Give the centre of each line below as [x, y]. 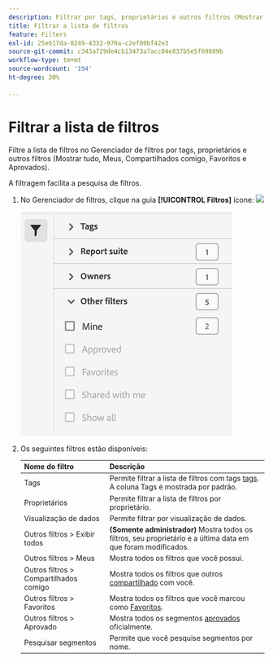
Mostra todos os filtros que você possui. [176, 559]
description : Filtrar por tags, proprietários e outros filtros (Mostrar [136, 17]
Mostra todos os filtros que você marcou [177, 598]
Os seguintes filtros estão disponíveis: [84, 449]
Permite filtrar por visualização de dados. [178, 518]
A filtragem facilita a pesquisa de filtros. [75, 182]
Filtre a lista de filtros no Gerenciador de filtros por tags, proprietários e [128, 150]
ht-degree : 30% [34, 77]
